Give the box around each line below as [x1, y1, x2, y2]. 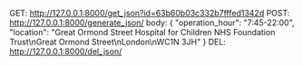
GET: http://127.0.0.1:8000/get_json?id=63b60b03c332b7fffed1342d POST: [9, 8, 290, 18]
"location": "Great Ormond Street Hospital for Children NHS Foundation [9, 27, 276, 37]
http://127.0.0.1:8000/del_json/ [9, 46, 122, 57]
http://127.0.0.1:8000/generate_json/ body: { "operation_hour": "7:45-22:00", [9, 17, 295, 28]
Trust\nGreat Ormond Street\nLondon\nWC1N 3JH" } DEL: [9, 36, 227, 47]
